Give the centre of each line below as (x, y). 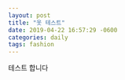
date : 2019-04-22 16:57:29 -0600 (63, 30)
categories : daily (38, 37)
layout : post (29, 15)
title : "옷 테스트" (37, 23)
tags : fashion (31, 45)
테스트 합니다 (28, 68)
